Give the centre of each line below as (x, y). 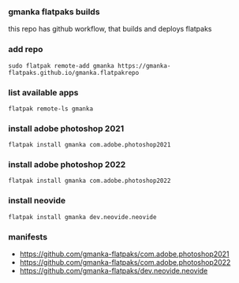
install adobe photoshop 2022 (67, 165)
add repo (26, 50)
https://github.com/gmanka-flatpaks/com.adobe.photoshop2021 (125, 254)
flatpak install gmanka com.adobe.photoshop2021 (90, 145)
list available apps (43, 92)
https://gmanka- (144, 65)
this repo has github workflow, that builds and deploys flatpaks (110, 29)
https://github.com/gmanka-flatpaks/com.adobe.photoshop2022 (125, 263)
